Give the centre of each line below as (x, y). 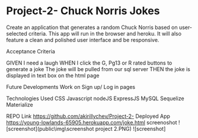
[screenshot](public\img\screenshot (50, 129)
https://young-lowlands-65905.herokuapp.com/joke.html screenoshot (92, 122)
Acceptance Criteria (31, 51)
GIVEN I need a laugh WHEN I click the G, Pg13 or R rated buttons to (89, 63)
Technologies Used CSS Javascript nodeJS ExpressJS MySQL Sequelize (95, 98)
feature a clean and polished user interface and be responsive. (83, 40)
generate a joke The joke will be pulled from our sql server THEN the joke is (98, 69)
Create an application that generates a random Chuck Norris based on (92, 27)
